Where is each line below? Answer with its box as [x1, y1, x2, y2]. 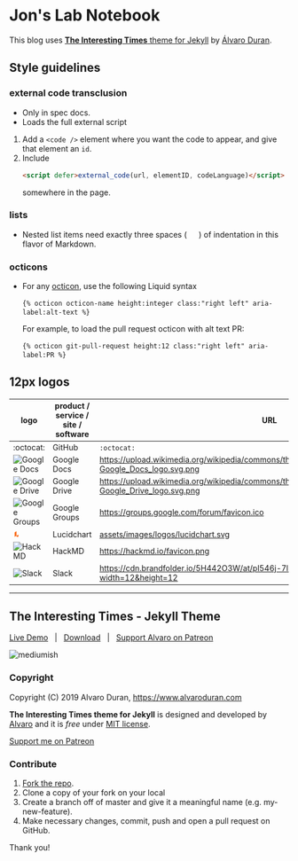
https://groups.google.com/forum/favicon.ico [98, 507, 264, 518]
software [55, 429, 90, 440]
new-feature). [21, 806, 73, 817]
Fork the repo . [21, 778, 74, 789]
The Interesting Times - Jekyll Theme [9, 609, 221, 624]
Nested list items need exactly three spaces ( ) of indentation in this [21, 229, 279, 239]
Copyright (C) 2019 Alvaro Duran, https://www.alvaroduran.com [9, 692, 242, 702]
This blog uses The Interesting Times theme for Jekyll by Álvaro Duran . [9, 35, 272, 45]
